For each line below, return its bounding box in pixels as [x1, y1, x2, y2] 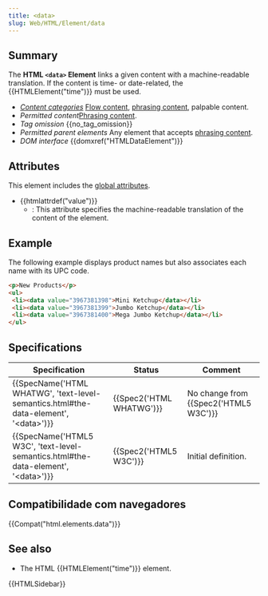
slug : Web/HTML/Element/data [8, 19, 105, 27]
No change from [187, 388, 249, 399]
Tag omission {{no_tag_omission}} [19, 119, 133, 129]
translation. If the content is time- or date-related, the [8, 78, 183, 88]
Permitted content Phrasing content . [19, 111, 137, 121]
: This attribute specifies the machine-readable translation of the [31, 205, 244, 214]
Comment [202, 364, 241, 375]
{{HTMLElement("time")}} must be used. [8, 87, 142, 97]
